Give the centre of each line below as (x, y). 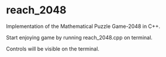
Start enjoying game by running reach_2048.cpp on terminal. (79, 37)
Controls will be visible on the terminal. (53, 49)
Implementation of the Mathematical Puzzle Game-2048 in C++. (83, 26)
